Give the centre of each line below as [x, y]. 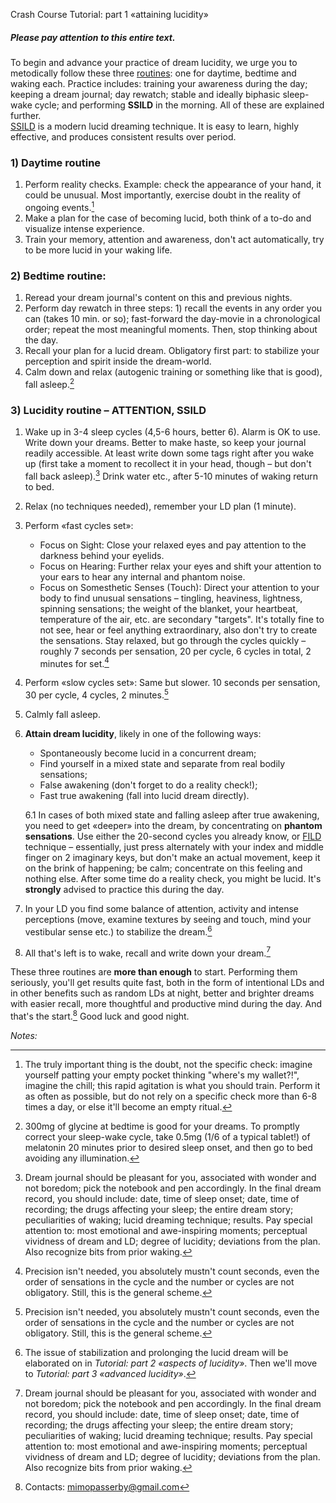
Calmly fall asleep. [62, 715]
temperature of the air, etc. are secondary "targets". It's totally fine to [182, 619]
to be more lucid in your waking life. [98, 250]
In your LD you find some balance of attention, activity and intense [162, 909]
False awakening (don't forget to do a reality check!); [148, 785]
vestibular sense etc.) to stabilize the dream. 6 [118, 931]
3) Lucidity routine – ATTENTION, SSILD [108, 410]
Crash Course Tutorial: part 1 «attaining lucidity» [109, 14]
